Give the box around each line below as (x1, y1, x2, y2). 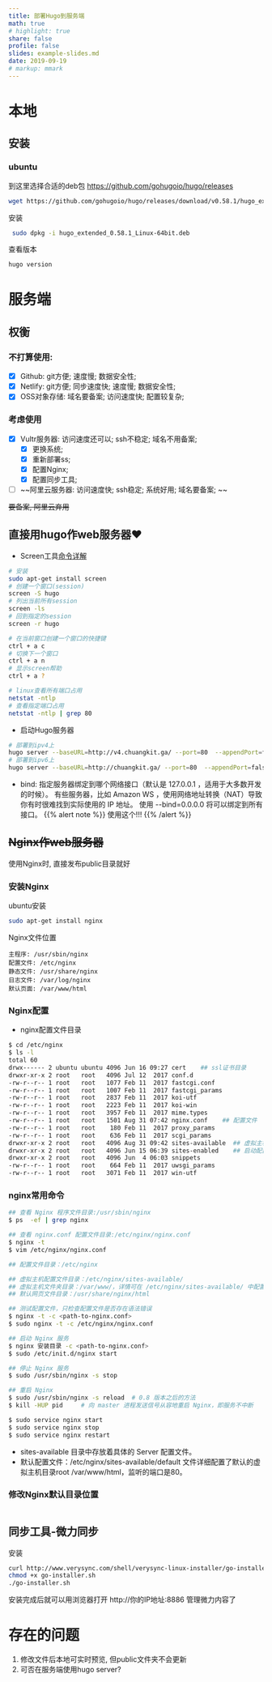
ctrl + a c (8, 641, 45, 650)
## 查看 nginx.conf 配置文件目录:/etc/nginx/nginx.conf (8, 1231, 191, 1239)
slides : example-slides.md (8, 49, 100, 57)
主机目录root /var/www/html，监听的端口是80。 (27, 1467, 188, 1476)
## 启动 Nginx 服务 (8, 1334, 70, 1343)
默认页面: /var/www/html (8, 985, 87, 993)
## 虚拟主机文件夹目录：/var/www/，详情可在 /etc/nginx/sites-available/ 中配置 (8, 1283, 266, 1291)
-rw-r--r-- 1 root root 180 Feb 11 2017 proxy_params (8, 1123, 216, 1132)
